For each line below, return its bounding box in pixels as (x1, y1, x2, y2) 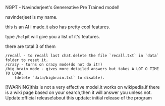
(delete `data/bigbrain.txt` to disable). (14, 75, 105, 80)
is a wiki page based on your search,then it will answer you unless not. (5, 89, 152, 95)
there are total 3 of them (5, 43, 56, 49)
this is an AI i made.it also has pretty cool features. (5, 24, 110, 30)
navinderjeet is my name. (5, 14, 58, 20)
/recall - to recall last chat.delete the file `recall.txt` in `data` (5, 53, 159, 58)
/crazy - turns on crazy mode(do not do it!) (5, 62, 102, 67)
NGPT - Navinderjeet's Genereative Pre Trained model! (5, 5, 120, 10)
